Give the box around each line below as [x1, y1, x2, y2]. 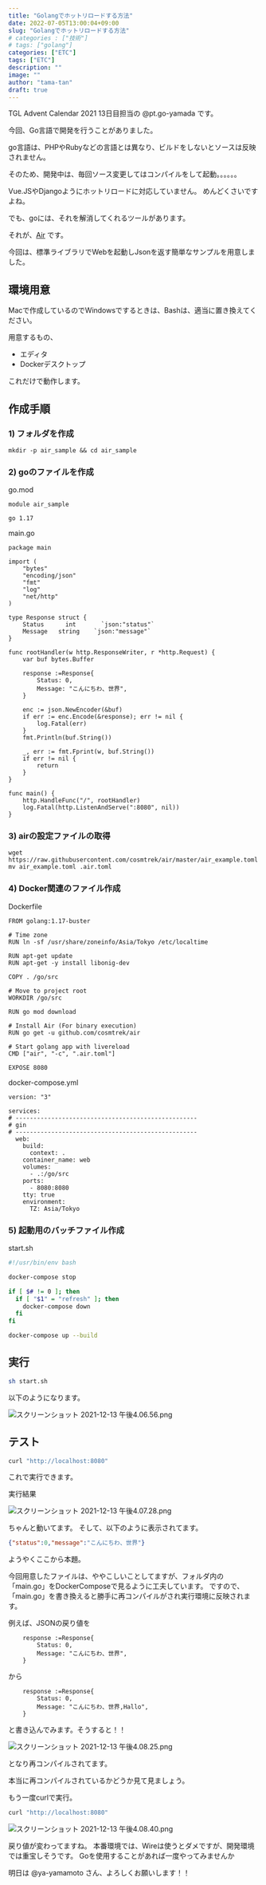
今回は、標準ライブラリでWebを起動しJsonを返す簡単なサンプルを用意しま [8, 247, 256, 257]
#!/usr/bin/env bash [8, 1259, 77, 1267]
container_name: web [22, 1156, 91, 1164]
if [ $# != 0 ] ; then [8, 1288, 80, 1295]
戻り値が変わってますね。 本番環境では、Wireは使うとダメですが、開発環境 [8, 1841, 255, 1851]
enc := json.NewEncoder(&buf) [22, 706, 123, 714]
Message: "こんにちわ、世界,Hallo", [37, 1703, 149, 1711]
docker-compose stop [8, 1273, 77, 1281]
